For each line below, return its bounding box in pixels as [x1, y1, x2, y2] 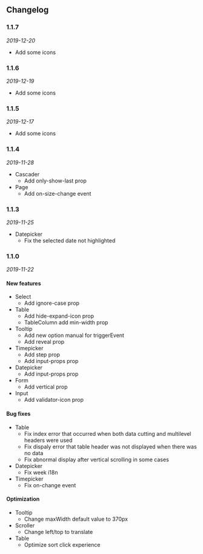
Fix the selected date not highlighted [24, 236, 116, 244]
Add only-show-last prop [24, 177, 87, 184]
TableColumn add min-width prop [24, 319, 108, 326]
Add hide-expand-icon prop [24, 312, 95, 320]
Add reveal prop [24, 338, 65, 345]
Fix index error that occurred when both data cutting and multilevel [24, 430, 191, 437]
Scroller [15, 521, 35, 529]
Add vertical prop [24, 383, 68, 390]
